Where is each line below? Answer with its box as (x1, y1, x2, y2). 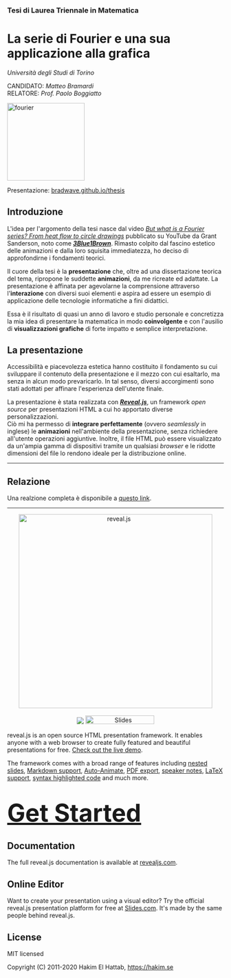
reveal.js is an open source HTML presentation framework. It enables (7, 731, 203, 739)
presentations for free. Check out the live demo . (7, 746, 143, 754)
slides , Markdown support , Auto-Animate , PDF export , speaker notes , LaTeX (7, 766, 223, 775)
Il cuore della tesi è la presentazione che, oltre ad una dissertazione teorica (7, 267, 222, 275)
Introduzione (7, 206, 64, 218)
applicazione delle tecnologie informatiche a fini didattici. (7, 296, 169, 305)
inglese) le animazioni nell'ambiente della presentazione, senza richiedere (7, 427, 218, 436)
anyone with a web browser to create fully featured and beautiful (7, 739, 191, 747)
